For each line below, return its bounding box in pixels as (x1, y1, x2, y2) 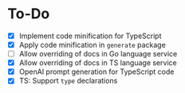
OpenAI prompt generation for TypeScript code (18, 67, 175, 76)
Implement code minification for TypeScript (18, 31, 162, 41)
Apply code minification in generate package (18, 41, 167, 49)
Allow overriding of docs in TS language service (18, 58, 177, 68)
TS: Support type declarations (18, 76, 118, 86)
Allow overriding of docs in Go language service (18, 49, 178, 59)
